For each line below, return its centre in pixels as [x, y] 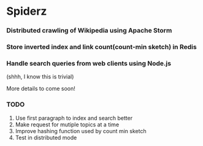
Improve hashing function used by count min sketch [81, 131]
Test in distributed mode [46, 137]
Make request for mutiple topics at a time [67, 125]
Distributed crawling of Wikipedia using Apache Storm [89, 31]
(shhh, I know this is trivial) [40, 77]
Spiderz [27, 11]
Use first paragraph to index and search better [74, 118]
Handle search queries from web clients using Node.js [89, 63]
